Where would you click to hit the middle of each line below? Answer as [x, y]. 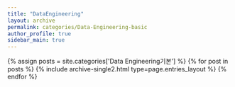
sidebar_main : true [36, 40]
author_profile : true [39, 34]
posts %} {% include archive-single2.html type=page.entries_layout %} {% [117, 69]
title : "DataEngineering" [45, 14]
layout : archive [31, 21]
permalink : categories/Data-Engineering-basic [77, 27]
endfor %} [22, 77]
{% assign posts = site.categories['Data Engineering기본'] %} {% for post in [118, 62]
